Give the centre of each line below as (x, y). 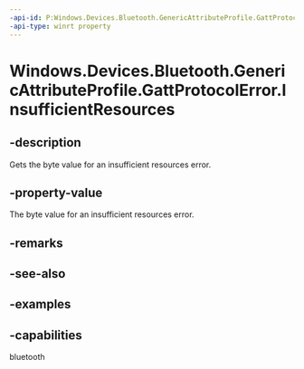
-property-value (56, 192)
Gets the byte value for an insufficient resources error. (110, 165)
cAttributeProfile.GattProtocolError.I (148, 90)
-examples (40, 304)
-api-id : (26, 18)
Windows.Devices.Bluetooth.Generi (147, 71)
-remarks (36, 243)
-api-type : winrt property (60, 26)
